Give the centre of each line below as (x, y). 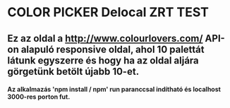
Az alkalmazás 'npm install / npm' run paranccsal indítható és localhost (114, 90)
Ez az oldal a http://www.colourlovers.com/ (105, 38)
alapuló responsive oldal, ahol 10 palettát (113, 49)
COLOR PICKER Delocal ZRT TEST (108, 12)
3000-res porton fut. (39, 97)
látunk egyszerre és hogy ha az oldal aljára (103, 60)
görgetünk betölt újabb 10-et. (73, 71)
